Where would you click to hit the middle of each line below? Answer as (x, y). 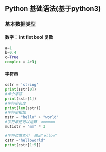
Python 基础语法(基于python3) (53, 9)
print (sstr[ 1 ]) (21, 99)
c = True (12, 57)
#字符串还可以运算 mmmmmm (30, 122)
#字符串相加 (16, 113)
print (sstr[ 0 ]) (21, 89)
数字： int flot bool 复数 (29, 37)
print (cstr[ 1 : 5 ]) (23, 145)
